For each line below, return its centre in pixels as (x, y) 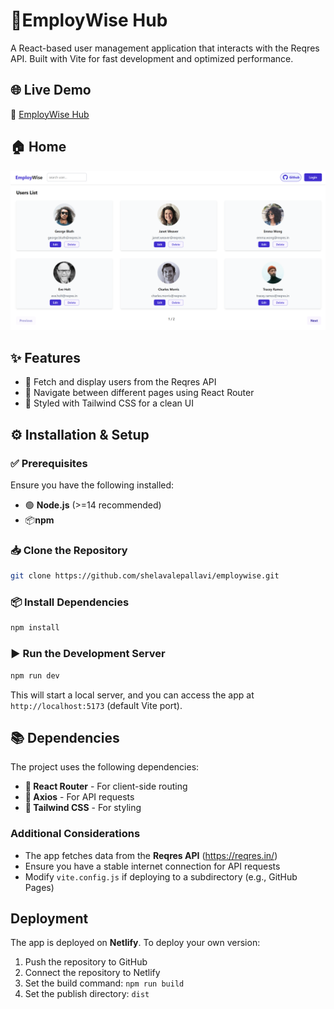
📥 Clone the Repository (69, 550)
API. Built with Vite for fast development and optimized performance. (152, 58)
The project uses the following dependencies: (105, 767)
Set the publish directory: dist (87, 994)
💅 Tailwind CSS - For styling (83, 808)
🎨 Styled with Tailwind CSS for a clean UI (109, 403)
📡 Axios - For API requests (79, 797)
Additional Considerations (75, 834)
